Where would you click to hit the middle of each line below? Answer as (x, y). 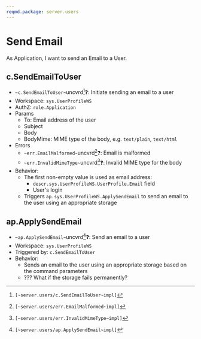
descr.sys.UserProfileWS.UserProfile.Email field (94, 184)
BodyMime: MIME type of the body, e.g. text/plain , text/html (100, 139)
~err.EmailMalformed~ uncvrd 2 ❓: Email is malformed (87, 152)
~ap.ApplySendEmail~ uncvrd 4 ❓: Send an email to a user (83, 236)
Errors (22, 146)
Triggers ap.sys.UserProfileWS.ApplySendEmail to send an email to (106, 196)
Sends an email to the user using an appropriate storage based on (105, 265)
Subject (33, 126)
